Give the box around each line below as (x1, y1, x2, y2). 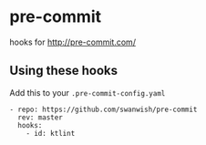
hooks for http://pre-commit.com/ (9, 36, 137, 47)
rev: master (17, 112, 64, 122)
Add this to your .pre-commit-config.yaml (9, 87, 166, 98)
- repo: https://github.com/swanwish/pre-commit (9, 105, 198, 114)
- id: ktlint (26, 129, 76, 138)
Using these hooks (9, 63, 118, 78)
